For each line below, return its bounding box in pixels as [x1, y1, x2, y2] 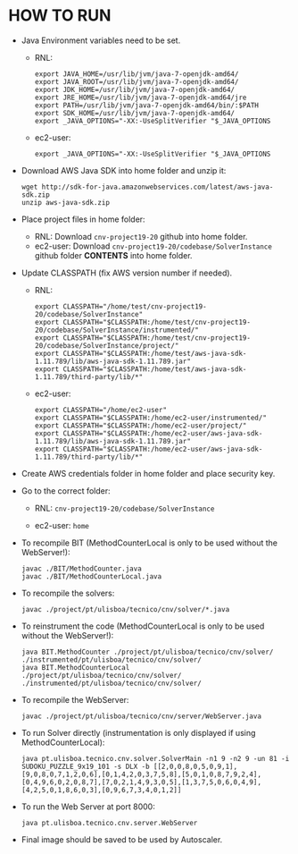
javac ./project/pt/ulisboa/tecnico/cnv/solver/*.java [21, 605, 230, 613]
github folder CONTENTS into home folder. [34, 249, 193, 260]
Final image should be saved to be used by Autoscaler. [21, 833, 223, 845]
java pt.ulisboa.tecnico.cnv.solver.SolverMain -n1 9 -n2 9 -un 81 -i [21, 754, 290, 763]
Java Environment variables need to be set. [21, 35, 181, 46]
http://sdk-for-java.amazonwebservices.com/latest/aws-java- [41, 182, 274, 191]
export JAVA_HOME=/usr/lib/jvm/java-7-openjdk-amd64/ [34, 69, 239, 79]
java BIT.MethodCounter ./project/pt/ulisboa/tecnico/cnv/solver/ [21, 647, 274, 656]
